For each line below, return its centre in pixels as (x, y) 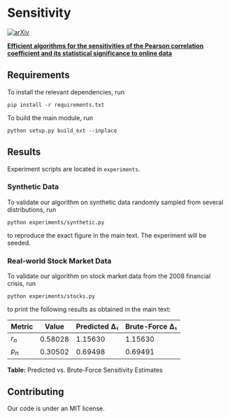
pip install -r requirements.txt (56, 105)
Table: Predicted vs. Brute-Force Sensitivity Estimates (85, 370)
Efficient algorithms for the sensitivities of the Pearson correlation (106, 45)
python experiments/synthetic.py (56, 222)
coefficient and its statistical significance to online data (90, 53)
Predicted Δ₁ (97, 326)
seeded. (19, 243)
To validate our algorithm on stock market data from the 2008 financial (109, 276)
